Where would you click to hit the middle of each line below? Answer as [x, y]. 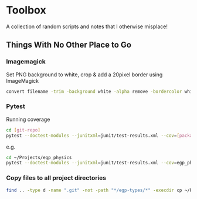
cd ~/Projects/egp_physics [39, 157]
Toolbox [26, 10]
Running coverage [28, 119]
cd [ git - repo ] [23, 130]
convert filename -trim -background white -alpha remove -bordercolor [94, 92]
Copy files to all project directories [56, 178]
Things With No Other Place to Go [69, 45]
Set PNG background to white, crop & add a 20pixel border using [84, 75]
